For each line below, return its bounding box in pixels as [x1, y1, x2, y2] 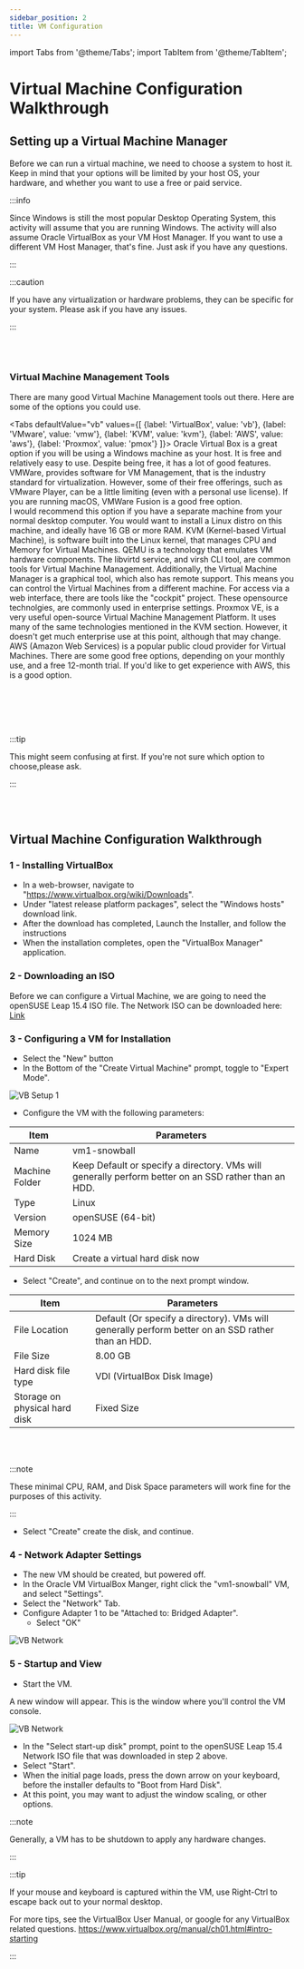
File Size [14, 1349, 50, 1362]
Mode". [22, 1073, 50, 1083]
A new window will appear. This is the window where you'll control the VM [9, 1696, 286, 1707]
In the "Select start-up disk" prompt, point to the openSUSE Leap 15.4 [22, 1740, 283, 1751]
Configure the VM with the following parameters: [22, 1108, 205, 1119]
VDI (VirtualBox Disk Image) [94, 1370, 214, 1383]
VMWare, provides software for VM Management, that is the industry [9, 466, 267, 477]
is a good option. [9, 669, 72, 681]
